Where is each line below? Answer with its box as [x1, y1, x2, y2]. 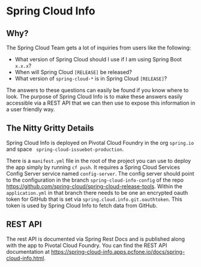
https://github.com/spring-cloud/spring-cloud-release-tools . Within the [6, 182, 183, 190]
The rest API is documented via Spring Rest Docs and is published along [6, 235, 185, 242]
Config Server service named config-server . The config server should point [6, 170, 194, 177]
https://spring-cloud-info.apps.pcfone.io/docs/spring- [50, 248, 185, 255]
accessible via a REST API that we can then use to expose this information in [6, 99, 196, 106]
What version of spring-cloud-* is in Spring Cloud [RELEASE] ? [14, 75, 167, 82]
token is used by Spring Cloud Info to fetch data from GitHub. [6, 201, 158, 209]
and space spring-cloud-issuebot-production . [6, 146, 124, 153]
